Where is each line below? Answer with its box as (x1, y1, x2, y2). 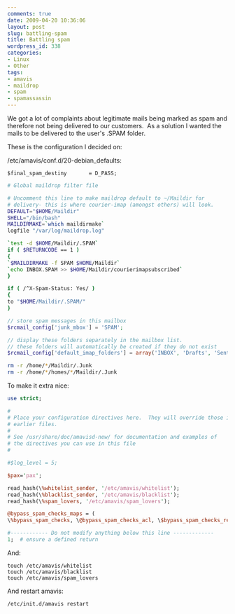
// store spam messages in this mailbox (7, 317, 127, 325)
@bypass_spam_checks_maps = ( (7, 510, 96, 517)
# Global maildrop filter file (7, 182, 99, 189)
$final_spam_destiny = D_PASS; (7, 170, 117, 177)
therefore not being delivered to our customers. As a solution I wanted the (7, 122, 222, 130)
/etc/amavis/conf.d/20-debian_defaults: (7, 156, 122, 165)
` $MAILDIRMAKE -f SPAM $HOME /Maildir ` (7, 259, 120, 266)
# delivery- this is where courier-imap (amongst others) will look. (7, 201, 215, 208)
